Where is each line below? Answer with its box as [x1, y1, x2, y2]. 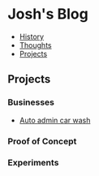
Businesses [7, 97, 54, 108]
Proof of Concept [7, 135, 77, 147]
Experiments [7, 157, 59, 169]
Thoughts [19, 40, 52, 49]
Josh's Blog [7, 5, 88, 24]
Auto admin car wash [19, 115, 91, 125]
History [19, 32, 45, 41]
